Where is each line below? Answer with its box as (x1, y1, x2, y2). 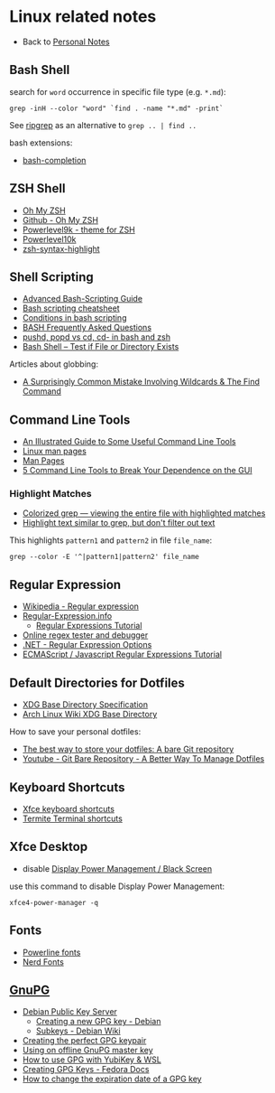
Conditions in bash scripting (22, 313, 127, 323)
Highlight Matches (9, 488, 92, 500)
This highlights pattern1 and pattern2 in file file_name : (9, 535, 213, 546)
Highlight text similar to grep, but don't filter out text (22, 518, 215, 528)
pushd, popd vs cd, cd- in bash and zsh (22, 332, 171, 342)
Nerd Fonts (22, 956, 65, 967)
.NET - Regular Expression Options (22, 640, 152, 650)
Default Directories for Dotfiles (9, 675, 185, 690)
